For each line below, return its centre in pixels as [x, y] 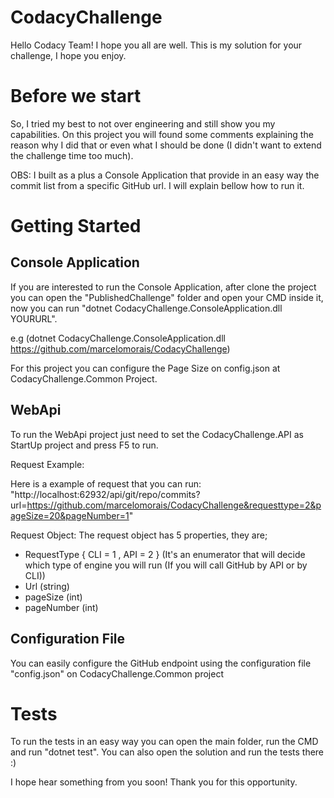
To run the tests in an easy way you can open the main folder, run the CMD [164, 742]
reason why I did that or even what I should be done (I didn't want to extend [166, 145]
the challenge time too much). [72, 155]
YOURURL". [34, 318]
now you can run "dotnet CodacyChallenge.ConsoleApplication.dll [146, 308]
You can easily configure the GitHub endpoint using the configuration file [161, 663]
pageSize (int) [53, 597]
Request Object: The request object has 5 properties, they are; [139, 535]
